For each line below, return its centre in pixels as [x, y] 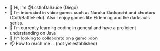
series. [16, 23]
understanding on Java [33, 33]
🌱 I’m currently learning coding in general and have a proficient [73, 28]
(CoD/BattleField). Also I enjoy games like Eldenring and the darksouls [80, 18]
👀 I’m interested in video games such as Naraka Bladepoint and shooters [82, 13]
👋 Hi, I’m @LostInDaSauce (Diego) [44, 7]
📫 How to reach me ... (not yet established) [53, 44]
